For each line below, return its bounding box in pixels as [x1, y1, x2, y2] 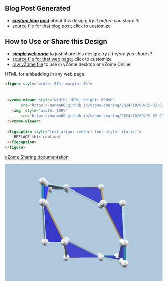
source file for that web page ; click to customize [12, 56, 112, 62]
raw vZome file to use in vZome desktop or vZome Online [12, 61, 131, 67]
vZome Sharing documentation [5, 154, 69, 160]
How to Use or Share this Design [5, 37, 107, 46]
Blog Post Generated [5, 4, 71, 13]
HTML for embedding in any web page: [5, 71, 86, 77]
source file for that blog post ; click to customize [12, 23, 111, 29]
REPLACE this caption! [14, 134, 61, 140]
